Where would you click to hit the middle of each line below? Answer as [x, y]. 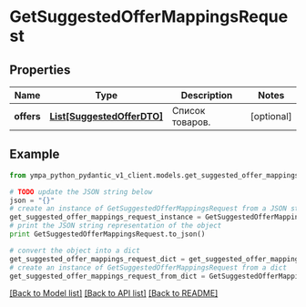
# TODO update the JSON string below [81, 192]
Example [35, 154]
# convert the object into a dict [75, 251]
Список [189, 111]
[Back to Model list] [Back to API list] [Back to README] [114, 293]
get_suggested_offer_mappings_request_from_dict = [107, 276]
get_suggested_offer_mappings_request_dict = [97, 259]
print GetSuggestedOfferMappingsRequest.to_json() [107, 234]
